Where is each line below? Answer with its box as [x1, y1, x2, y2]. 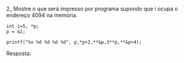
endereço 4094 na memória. [6, 12, 78, 19]
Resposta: [6, 50, 31, 57]
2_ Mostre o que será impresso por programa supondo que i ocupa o [6, 5, 179, 12]
